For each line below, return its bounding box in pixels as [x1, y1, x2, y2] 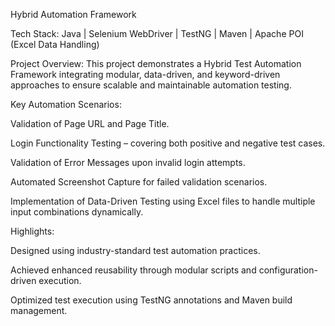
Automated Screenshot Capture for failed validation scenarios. [10, 176, 268, 188]
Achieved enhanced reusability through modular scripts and [10, 264, 257, 276]
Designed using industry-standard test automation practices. [10, 245, 261, 256]
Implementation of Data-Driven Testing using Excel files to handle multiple [10, 195, 316, 207]
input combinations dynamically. [10, 206, 144, 218]
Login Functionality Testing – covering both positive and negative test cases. [10, 137, 326, 149]
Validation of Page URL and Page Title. [10, 118, 170, 129]
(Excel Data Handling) [10, 39, 100, 50]
